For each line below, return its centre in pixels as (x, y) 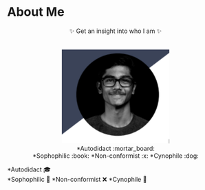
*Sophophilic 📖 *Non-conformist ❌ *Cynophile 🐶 (77, 179)
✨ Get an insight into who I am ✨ (116, 31)
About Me (36, 12)
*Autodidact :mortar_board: (116, 148)
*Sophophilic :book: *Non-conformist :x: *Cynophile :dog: (115, 156)
